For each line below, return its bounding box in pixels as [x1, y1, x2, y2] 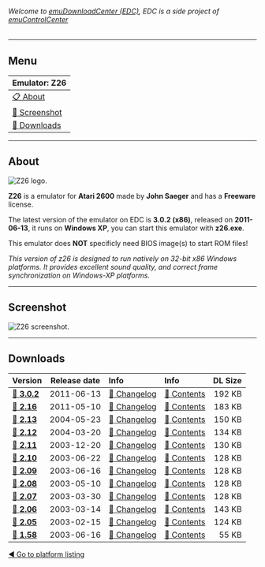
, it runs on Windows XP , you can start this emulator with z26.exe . [28, 223, 244, 233]
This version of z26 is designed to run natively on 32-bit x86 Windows [8, 253, 237, 263]
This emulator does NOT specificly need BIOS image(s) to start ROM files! [8, 238, 248, 248]
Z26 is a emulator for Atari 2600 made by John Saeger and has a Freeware [8, 191, 256, 200]
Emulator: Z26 [12, 77, 67, 88]
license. [8, 200, 34, 209]
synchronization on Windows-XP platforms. [8, 270, 150, 280]
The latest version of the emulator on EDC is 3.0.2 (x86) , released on [8, 214, 233, 224]
